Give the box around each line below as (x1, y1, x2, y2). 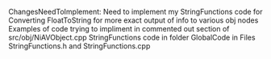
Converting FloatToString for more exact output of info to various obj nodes (8, 15, 259, 25)
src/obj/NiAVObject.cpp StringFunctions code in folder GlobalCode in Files (8, 32, 256, 42)
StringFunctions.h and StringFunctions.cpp (8, 41, 151, 51)
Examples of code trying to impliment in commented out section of (8, 24, 230, 33)
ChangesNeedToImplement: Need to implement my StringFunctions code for (8, 7, 263, 16)
